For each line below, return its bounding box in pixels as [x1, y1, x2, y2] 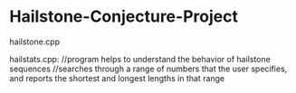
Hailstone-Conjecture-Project [9, 6, 238, 27]
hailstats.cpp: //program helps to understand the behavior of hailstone [9, 53, 272, 64]
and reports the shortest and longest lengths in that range [9, 72, 225, 83]
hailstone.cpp [9, 36, 61, 47]
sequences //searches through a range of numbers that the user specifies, [9, 63, 288, 74]
